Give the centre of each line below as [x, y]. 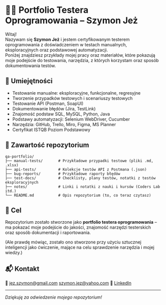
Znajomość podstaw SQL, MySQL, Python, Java [61, 114]
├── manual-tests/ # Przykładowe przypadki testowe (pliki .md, [79, 161]
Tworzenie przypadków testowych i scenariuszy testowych [72, 98]
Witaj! [11, 34]
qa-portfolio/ [20, 156]
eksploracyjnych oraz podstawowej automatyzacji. [57, 50]
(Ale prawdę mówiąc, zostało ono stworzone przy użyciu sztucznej [73, 242]
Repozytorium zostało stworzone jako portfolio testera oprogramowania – [81, 222]
